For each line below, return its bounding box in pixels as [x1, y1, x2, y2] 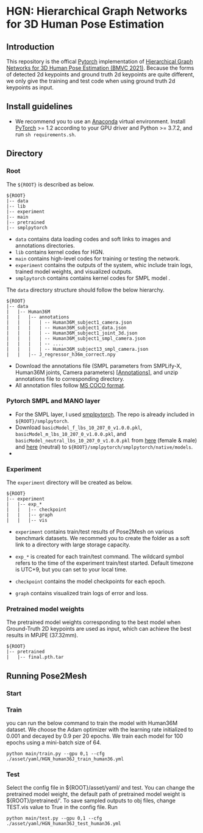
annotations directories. [15, 241, 75, 249]
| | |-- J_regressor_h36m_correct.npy [6, 351, 116, 358]
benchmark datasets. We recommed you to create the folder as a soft [15, 535, 190, 542]
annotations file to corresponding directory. [15, 375, 125, 383]
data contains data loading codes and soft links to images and [15, 235, 171, 243]
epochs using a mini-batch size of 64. [6, 739, 102, 746]
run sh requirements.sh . [15, 130, 76, 138]
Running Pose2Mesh [6, 670, 87, 681]
